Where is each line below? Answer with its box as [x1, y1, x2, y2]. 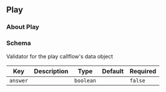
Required [129, 67, 156, 75]
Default [102, 67, 124, 75]
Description [34, 67, 68, 75]
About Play [6, 23, 39, 31]
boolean [74, 77, 96, 84]
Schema [6, 39, 32, 48]
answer [9, 77, 28, 84]
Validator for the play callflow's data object [6, 52, 113, 60]
